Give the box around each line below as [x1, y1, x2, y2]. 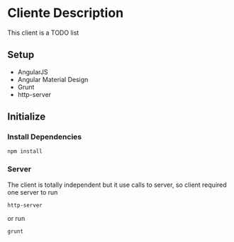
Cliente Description [7, 5, 124, 21]
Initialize [7, 111, 46, 123]
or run [7, 214, 26, 222]
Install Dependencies [7, 132, 82, 142]
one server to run [7, 188, 58, 196]
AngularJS [17, 67, 48, 76]
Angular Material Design [17, 75, 89, 83]
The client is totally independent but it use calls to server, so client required [7, 180, 227, 189]
